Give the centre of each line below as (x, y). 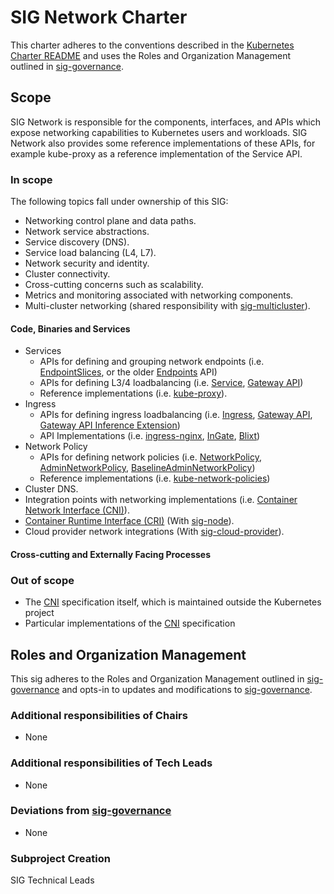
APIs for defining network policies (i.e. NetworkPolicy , (150, 457)
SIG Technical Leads (52, 880)
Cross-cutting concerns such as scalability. (114, 285)
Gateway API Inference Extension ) (110, 425)
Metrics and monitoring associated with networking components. (159, 295)
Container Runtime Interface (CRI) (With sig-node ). (129, 521)
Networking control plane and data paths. (110, 221)
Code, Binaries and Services (70, 328)
